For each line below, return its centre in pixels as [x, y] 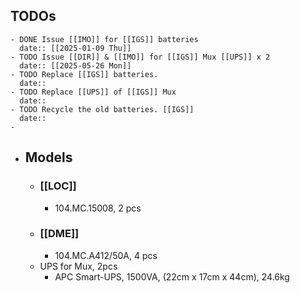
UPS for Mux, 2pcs [78, 266]
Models [48, 157]
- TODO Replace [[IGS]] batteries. [84, 74]
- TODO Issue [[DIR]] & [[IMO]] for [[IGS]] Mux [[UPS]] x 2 [140, 57]
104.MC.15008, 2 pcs [98, 208]
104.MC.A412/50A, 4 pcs [106, 255]
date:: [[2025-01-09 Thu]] [75, 48]
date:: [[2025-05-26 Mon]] [75, 65]
